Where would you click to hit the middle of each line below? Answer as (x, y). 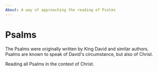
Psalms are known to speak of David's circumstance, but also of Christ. (79, 54)
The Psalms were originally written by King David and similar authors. (77, 49)
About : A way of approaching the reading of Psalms (60, 10)
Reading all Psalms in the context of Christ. (50, 64)
